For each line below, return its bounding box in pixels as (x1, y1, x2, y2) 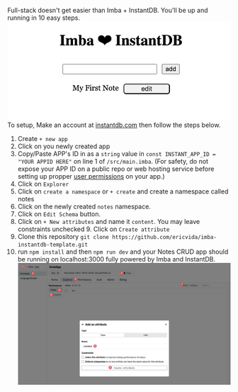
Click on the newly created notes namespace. (17, 202, 151, 211)
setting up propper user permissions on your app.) (17, 172, 165, 181)
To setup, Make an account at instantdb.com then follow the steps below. (7, 121, 221, 130)
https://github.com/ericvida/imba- (112, 234, 217, 241)
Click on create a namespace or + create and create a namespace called (17, 187, 229, 196)
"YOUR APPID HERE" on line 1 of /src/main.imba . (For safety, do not (17, 157, 209, 166)
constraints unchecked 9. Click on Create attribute (17, 225, 170, 233)
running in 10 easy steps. (7, 13, 80, 22)
